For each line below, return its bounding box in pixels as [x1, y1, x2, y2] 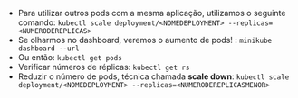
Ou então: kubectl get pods [17, 52, 122, 62]
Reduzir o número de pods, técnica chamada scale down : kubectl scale [17, 71, 290, 82]
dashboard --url [17, 44, 80, 53]
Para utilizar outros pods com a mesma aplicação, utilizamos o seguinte [17, 8, 286, 18]
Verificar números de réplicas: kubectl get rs [17, 62, 190, 72]
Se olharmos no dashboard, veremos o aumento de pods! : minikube [17, 35, 273, 45]
